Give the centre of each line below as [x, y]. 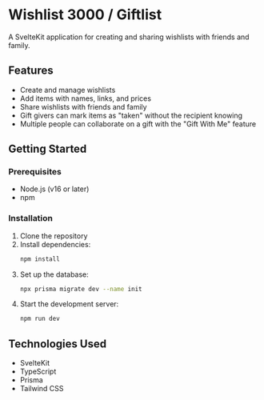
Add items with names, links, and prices [86, 98]
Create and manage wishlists [68, 90]
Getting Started [48, 149]
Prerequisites [35, 172]
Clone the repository [54, 236]
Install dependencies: [55, 244]
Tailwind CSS [42, 389]
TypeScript [38, 372]
